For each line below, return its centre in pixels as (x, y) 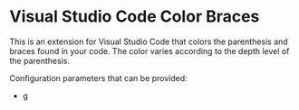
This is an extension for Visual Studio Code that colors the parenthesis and (149, 41)
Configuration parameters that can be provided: (98, 78)
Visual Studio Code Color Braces (135, 17)
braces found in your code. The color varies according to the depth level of (149, 50)
